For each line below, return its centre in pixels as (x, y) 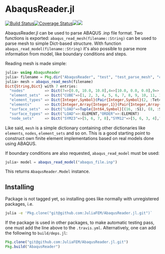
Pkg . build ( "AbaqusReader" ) (33, 247)
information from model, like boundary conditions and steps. (66, 54)
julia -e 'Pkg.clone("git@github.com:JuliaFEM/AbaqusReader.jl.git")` (79, 213)
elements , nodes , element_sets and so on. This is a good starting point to (78, 133)
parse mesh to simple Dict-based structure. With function (63, 43)
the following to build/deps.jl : (36, 233)
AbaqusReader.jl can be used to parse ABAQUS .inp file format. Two (74, 33)
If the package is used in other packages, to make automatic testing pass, (80, 222)
